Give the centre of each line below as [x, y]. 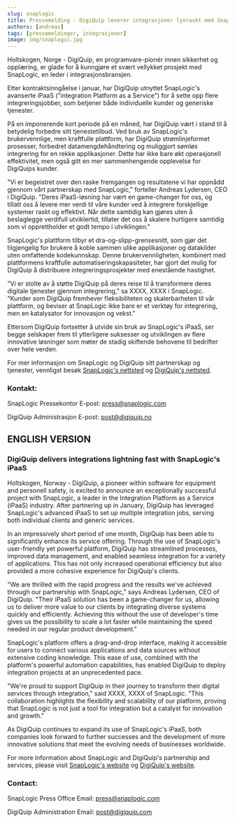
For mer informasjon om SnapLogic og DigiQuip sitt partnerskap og [104, 363]
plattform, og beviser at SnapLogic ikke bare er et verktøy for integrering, [113, 306]
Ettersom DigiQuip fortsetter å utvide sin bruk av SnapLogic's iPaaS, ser [111, 327]
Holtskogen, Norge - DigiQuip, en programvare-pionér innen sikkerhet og [113, 59]
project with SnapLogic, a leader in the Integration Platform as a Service [111, 498]
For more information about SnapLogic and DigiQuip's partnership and [108, 758]
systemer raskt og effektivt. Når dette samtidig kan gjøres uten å [100, 212]
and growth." [26, 716]
